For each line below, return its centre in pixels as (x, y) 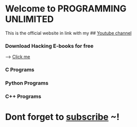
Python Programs (27, 83)
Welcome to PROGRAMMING (66, 9)
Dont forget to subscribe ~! (62, 117)
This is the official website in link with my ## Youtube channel (68, 33)
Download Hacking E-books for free (49, 46)
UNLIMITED (29, 19)
